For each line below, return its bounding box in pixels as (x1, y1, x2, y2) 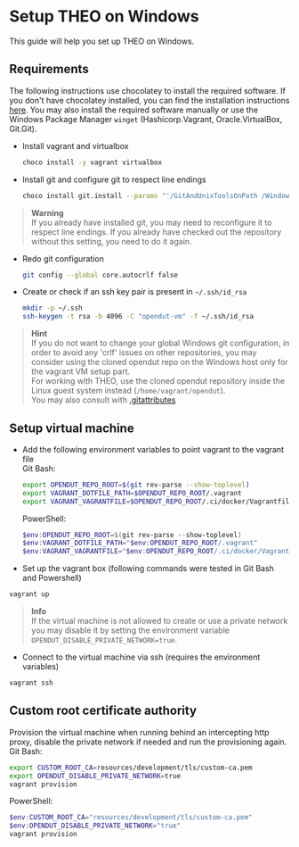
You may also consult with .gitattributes (30, 394, 176, 405)
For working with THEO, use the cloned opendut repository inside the (30, 376, 286, 386)
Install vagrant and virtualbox (21, 140, 129, 151)
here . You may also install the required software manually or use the (9, 104, 259, 115)
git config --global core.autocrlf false (21, 270, 179, 279)
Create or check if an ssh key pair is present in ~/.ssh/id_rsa (21, 286, 247, 297)
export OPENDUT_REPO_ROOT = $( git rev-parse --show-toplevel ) (21, 480, 250, 489)
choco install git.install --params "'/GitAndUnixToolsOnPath (21, 191, 258, 200)
